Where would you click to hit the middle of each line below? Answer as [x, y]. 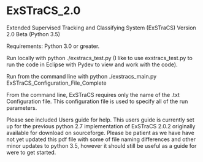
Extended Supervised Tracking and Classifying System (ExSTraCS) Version [101, 28]
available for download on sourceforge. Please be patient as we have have [100, 133]
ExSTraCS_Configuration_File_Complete [56, 83]
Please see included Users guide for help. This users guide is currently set [100, 120]
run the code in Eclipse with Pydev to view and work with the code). [92, 64]
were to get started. [31, 152]
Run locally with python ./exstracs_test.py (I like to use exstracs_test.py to [100, 58]
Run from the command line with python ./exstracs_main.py [82, 76]
